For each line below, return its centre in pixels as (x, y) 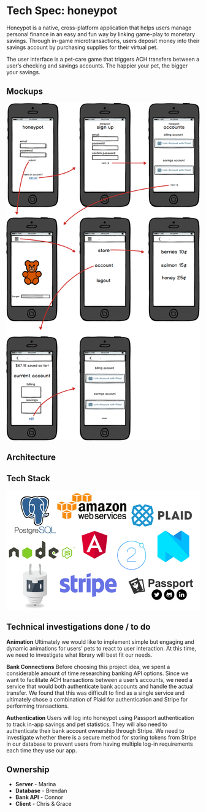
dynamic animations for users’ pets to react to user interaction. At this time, (101, 648)
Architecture (31, 458)
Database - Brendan (41, 791)
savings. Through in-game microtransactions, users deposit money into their (103, 41)
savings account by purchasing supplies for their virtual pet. (82, 47)
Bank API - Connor (39, 797)
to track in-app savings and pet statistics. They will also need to (87, 724)
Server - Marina (36, 784)
